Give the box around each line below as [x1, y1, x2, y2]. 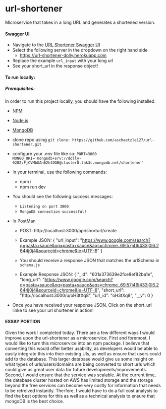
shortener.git [12, 142, 42, 147]
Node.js [12, 117, 29, 123]
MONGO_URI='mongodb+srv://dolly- [12, 156, 82, 161]
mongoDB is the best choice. [5, 398, 64, 404]
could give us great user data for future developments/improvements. [5, 366, 147, 372]
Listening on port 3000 [19, 204, 69, 209]
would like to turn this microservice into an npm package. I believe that [5, 340, 150, 346]
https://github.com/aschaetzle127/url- [72, 137, 155, 142]
